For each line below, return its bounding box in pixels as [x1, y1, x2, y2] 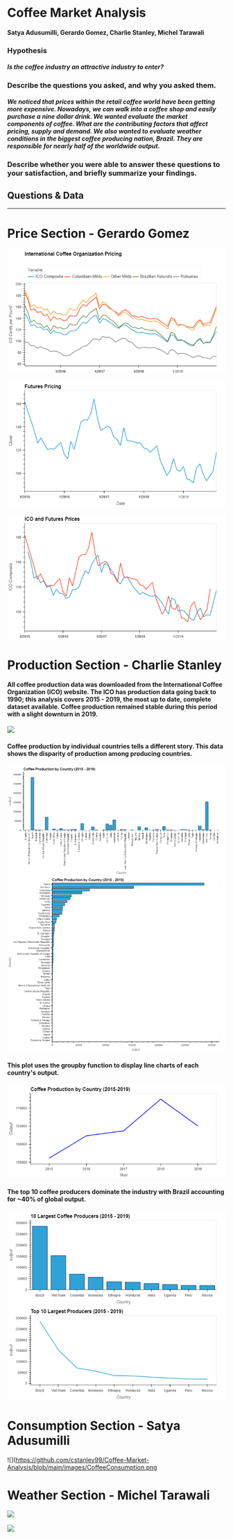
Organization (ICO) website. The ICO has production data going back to [7, 688, 216, 696]
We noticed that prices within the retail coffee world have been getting [7, 97, 216, 106]
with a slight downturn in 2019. [7, 710, 98, 718]
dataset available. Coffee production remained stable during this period [7, 702, 218, 711]
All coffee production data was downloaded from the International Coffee [7, 680, 223, 689]
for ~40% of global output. [7, 1195, 87, 1203]
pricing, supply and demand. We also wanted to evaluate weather [7, 127, 202, 136]
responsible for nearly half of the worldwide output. [7, 142, 161, 150]
